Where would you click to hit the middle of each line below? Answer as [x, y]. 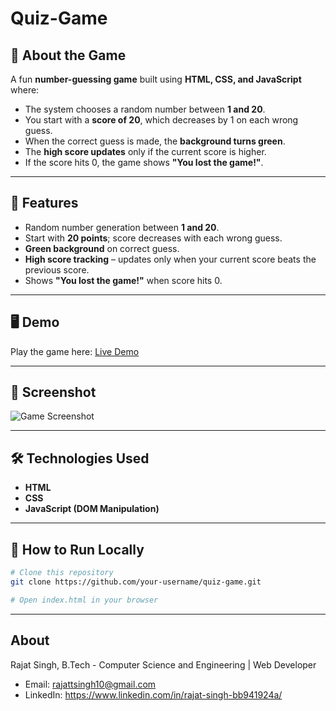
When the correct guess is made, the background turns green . [155, 141]
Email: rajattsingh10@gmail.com [90, 684]
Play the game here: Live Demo [75, 351]
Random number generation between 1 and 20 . [122, 227]
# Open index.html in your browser [84, 600]
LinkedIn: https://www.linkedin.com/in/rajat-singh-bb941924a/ [153, 694]
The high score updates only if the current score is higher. [145, 151]
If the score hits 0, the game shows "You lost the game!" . [144, 162]
